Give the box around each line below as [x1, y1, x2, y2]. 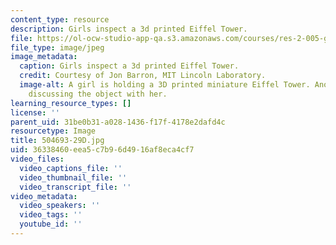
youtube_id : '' [19, 219, 83, 230]
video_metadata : [10, 191, 78, 201]
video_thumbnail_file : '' [19, 172, 128, 183]
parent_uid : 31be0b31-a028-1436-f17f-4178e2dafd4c [10, 117, 226, 127]
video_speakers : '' [19, 201, 101, 211]
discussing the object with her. [28, 89, 168, 99]
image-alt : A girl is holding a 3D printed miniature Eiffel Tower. [19, 80, 311, 90]
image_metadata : [10, 52, 78, 62]
